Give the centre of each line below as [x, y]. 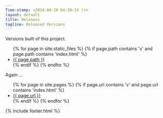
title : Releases [23, 19]
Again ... [14, 75]
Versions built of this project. [36, 39]
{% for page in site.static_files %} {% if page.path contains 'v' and [83, 49]
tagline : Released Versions [35, 24]
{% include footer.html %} [33, 111]
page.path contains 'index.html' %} [50, 54]
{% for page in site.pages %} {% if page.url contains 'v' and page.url [85, 85]
